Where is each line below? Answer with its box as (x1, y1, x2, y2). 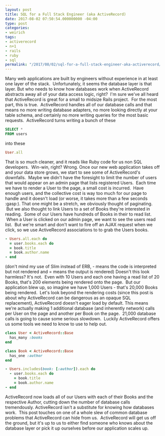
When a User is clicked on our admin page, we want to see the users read (6, 216, 156, 222)
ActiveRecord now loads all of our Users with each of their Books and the (5, 394, 154, 400)
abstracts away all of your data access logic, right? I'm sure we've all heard (5, 92, 159, 97)
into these (5, 140, 26, 146)
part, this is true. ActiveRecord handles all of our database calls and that (5, 102, 152, 108)
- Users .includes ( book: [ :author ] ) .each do (5, 367, 96, 372)
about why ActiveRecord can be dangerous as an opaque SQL (5, 295, 131, 301)
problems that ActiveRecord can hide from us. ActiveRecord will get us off (5, 414, 156, 421)
